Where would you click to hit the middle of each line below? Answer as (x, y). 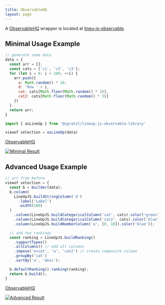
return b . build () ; (28, 274)
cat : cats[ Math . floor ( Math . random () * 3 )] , (63, 92)
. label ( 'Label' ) (35, 201)
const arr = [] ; (26, 65)
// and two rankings (30, 233)
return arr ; (22, 110)
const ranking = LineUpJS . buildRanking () (53, 237)
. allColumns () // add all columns (49, 247)
